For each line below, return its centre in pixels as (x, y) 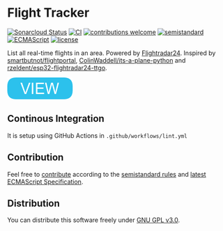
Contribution (36, 158)
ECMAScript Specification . (45, 182)
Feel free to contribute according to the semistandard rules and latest (107, 174)
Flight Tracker (48, 13)
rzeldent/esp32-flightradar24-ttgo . (57, 67)
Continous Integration (56, 119)
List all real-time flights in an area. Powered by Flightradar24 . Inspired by (111, 53)
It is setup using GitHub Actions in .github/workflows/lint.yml (97, 135)
